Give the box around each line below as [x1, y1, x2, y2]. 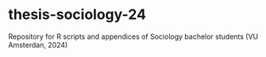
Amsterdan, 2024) [8, 40, 68, 49]
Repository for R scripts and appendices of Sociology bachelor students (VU [8, 32, 259, 41]
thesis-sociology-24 [8, 6, 147, 24]
